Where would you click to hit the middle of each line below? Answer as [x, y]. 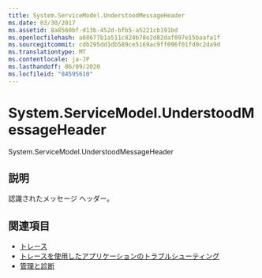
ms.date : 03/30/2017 [42, 23]
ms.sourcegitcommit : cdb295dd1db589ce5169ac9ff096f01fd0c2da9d [114, 45]
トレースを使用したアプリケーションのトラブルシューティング [119, 256]
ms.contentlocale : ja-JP [49, 60]
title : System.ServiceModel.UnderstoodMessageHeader [97, 15]
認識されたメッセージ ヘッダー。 [61, 198]
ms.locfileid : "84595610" [51, 74]
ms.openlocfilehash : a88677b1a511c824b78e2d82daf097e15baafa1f [114, 37]
